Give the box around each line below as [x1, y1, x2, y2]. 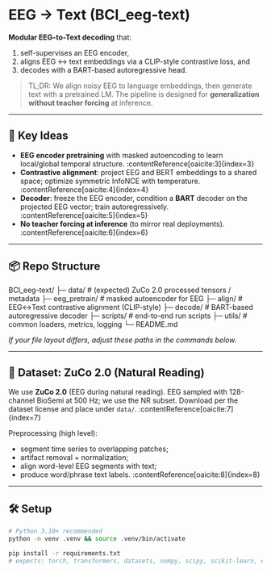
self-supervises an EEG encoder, [19, 48, 130, 57]
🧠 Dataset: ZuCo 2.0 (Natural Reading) [8, 366, 205, 379]
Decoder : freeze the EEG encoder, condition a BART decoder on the [19, 193, 248, 203]
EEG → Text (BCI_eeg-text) [8, 6, 191, 24]
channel [8, 395, 35, 405]
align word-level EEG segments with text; [19, 462, 157, 471]
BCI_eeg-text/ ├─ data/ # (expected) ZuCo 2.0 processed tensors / [8, 285, 231, 295]
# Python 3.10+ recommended [8, 527, 103, 536]
